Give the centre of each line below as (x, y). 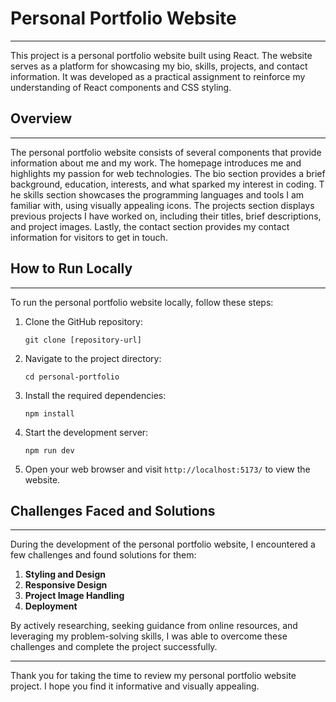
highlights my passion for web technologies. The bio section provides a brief (168, 173)
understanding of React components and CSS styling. (121, 87)
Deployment (51, 606)
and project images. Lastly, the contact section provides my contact (150, 226)
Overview (41, 118)
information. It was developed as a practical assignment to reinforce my (158, 76)
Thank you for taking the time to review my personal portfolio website (153, 676)
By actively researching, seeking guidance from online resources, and (154, 626)
